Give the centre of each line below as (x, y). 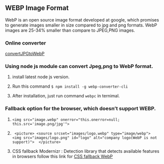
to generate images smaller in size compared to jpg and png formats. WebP (81, 25)
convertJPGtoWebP (25, 54)
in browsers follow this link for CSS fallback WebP (62, 156)
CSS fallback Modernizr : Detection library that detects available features (86, 151)
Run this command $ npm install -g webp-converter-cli (70, 86)
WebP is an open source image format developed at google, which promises (82, 20)
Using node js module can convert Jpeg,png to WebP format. (79, 67)
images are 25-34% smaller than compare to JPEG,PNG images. (70, 30)
